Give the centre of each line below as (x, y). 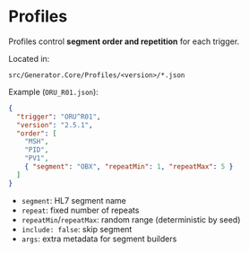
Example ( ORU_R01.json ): (54, 92)
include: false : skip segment (77, 229)
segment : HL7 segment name (73, 200)
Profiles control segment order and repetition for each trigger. (124, 41)
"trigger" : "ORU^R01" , (59, 117)
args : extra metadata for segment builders (99, 239)
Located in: (29, 58)
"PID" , (37, 150)
